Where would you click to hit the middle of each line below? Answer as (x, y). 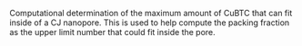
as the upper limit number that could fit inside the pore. (112, 32)
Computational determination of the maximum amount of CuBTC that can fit (151, 13)
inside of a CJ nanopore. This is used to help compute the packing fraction (150, 23)
